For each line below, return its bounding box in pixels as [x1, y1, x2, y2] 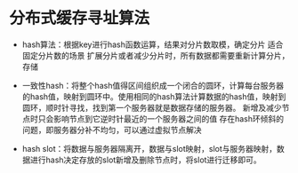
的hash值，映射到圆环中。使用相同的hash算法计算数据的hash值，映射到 [21, 90, 286, 102]
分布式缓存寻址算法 [9, 8, 150, 28]
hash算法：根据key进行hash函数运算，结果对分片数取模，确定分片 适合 [21, 39, 284, 50]
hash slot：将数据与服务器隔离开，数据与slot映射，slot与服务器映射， [21, 143, 278, 153]
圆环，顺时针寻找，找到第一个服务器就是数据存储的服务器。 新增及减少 [21, 102, 282, 113]
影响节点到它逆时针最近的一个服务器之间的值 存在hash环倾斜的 [52, 113, 285, 124]
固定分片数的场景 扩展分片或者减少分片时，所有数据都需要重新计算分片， [21, 50, 290, 60]
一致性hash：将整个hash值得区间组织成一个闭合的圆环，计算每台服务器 [21, 80, 285, 90]
